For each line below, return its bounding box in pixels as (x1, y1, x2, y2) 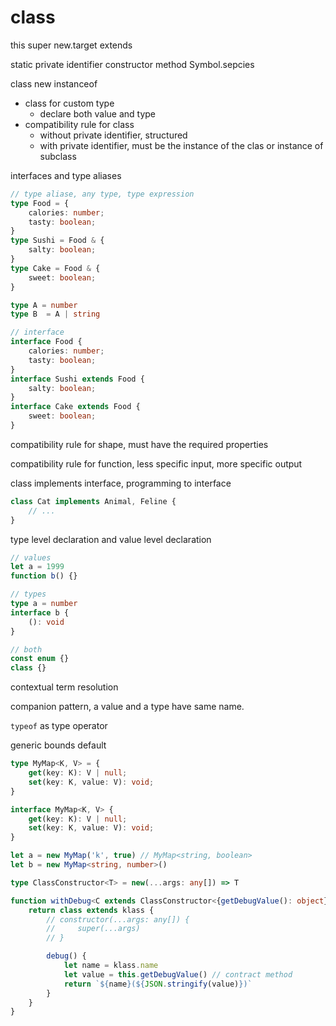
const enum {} (10, 654, 70, 664)
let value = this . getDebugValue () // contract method (63, 969, 293, 980)
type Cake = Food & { (10, 263, 101, 273)
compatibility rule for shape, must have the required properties (10, 438, 269, 450)
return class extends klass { (28, 905, 155, 915)
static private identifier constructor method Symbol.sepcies (10, 58, 255, 70)
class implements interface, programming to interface (10, 477, 232, 489)
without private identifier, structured (39, 129, 188, 141)
